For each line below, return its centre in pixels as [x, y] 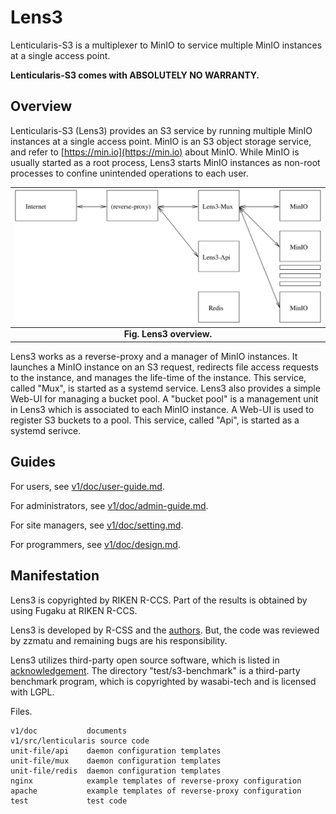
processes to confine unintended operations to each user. [129, 173]
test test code [69, 801]
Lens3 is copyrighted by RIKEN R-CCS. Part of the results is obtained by [159, 600]
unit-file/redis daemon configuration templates [116, 771]
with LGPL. [32, 692]
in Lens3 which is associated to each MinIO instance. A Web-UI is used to [162, 409]
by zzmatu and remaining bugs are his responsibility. [119, 640]
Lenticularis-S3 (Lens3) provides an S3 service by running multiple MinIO [161, 130]
